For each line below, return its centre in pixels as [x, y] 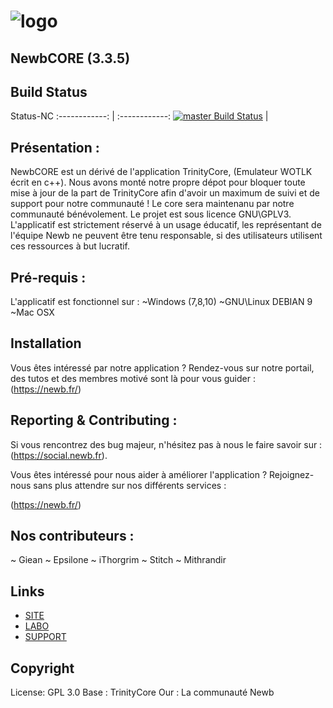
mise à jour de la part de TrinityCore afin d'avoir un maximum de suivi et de [165, 193]
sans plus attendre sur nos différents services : [130, 485]
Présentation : [55, 147]
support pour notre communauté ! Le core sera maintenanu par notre [152, 204]
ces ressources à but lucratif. [70, 246]
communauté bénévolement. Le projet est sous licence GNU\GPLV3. [151, 214]
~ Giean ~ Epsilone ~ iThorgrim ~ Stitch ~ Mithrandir [118, 560]
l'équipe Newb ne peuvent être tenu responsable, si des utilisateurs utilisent [166, 236]
